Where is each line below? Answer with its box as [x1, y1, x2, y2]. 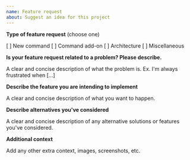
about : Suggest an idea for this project [6, 14, 110, 20]
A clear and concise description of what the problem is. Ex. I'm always [6, 65, 178, 72]
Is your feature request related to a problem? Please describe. [6, 54, 162, 61]
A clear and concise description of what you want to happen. [6, 95, 156, 102]
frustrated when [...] [6, 71, 55, 79]
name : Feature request [6, 8, 62, 15]
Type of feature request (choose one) [6, 30, 100, 37]
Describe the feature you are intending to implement [6, 83, 138, 90]
